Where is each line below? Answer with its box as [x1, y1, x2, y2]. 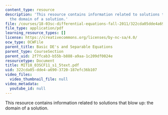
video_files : [5, 72, 32, 77]
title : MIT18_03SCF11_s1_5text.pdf [5, 63, 79, 68]
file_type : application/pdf [5, 26, 64, 31]
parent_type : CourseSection [5, 49, 64, 54]
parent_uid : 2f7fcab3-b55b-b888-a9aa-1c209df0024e [5, 53, 113, 59]
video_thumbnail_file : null [9, 77, 68, 82]
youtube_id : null [9, 86, 46, 91]
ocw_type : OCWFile [5, 40, 43, 45]
